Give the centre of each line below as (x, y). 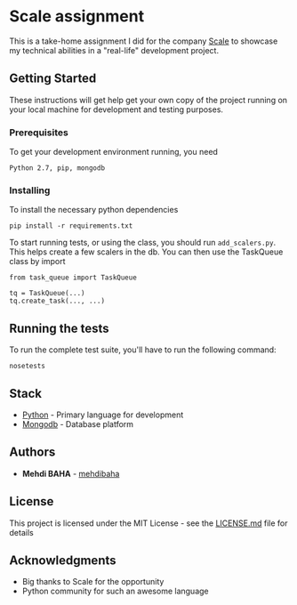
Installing (30, 190)
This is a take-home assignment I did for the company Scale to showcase (144, 41)
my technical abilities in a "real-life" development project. (114, 50)
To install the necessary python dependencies (94, 210)
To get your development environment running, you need (113, 152)
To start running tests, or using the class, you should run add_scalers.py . (143, 243)
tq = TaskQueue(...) (48, 294)
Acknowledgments (63, 560)
